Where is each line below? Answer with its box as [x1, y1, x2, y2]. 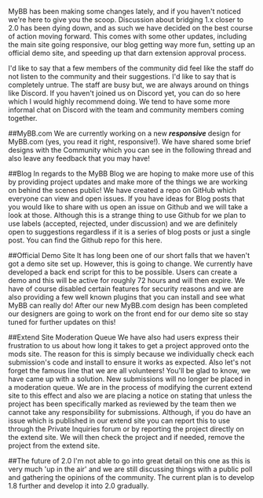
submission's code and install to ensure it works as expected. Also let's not [8, 358, 251, 367]
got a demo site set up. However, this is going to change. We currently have [8, 259, 253, 268]
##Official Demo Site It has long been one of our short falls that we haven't [8, 251, 250, 260]
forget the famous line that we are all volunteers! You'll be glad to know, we [8, 366, 251, 375]
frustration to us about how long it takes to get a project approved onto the [8, 341, 250, 350]
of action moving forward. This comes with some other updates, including [8, 31, 247, 41]
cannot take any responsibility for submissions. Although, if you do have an [8, 408, 251, 416]
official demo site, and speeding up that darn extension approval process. [8, 49, 247, 57]
